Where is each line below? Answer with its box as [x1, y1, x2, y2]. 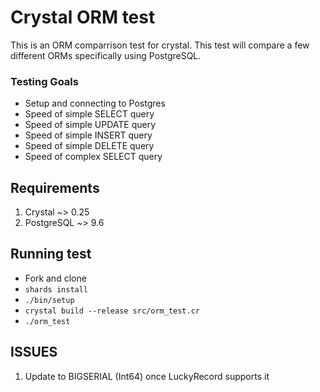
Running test [10, 246, 92, 263]
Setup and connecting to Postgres [24, 97, 166, 110]
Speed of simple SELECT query [24, 108, 155, 120]
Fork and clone [24, 272, 87, 284]
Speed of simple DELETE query [24, 140, 155, 152]
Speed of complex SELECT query [24, 151, 163, 163]
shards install [24, 284, 89, 295]
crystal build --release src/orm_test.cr [24, 306, 200, 316]
